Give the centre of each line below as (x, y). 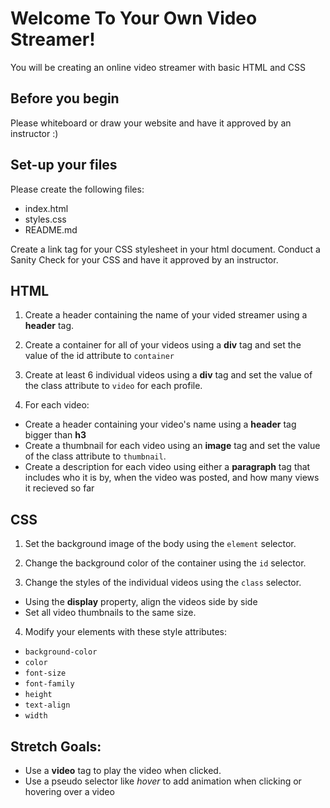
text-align (47, 705)
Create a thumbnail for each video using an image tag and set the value (172, 446)
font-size (45, 673)
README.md (51, 229)
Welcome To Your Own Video (134, 18)
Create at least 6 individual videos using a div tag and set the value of (168, 375)
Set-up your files (64, 165)
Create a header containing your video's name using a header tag (160, 424)
